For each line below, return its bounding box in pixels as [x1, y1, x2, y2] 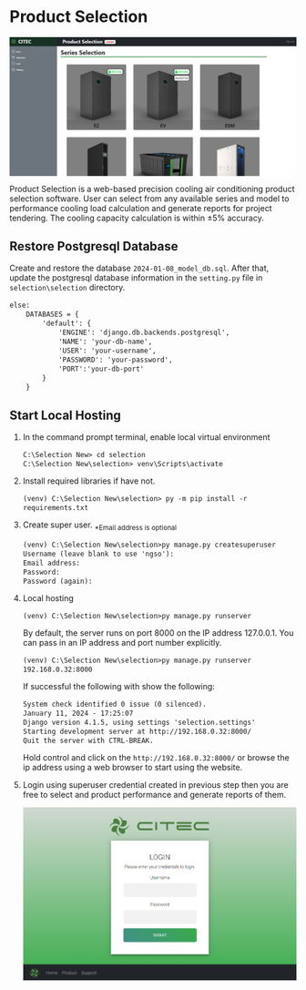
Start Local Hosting [9, 407, 121, 423]
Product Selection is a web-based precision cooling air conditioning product [9, 183, 295, 194]
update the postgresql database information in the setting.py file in [9, 272, 263, 283]
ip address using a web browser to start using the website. [22, 761, 243, 772]
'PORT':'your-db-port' [57, 364, 145, 374]
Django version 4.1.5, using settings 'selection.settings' [22, 718, 256, 727]
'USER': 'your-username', [57, 346, 157, 356]
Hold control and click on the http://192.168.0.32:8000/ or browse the [22, 751, 290, 762]
